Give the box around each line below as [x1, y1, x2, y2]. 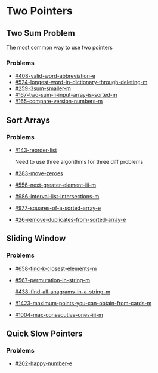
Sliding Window [6, 233, 66, 243]
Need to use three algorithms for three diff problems [14, 158, 144, 165]
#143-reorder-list [14, 146, 57, 154]
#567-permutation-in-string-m [14, 276, 91, 283]
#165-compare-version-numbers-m [14, 97, 103, 105]
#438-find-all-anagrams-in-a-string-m [14, 288, 110, 295]
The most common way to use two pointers [6, 44, 113, 51]
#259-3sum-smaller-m [14, 85, 72, 92]
